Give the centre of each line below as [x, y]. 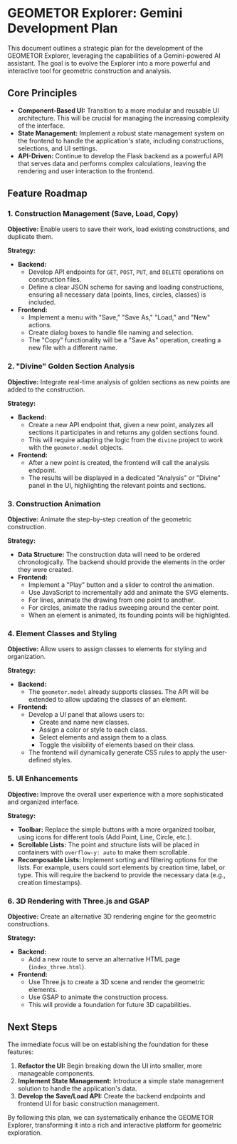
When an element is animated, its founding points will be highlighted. [129, 616]
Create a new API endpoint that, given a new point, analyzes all [121, 424]
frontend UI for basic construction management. [88, 1103]
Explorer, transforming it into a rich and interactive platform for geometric [115, 1125]
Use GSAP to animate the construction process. [98, 997]
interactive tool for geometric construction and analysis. [89, 71]
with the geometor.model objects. [76, 447]
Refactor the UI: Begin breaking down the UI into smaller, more [110, 1066]
